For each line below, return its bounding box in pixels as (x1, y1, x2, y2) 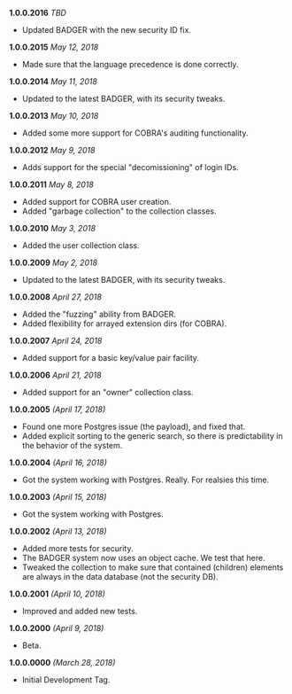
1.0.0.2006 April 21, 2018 (9, 370, 102, 380)
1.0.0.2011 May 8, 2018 (9, 179, 95, 190)
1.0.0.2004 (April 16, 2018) (9, 457, 108, 468)
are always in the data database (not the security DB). (21, 572, 219, 581)
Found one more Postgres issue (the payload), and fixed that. (21, 421, 246, 432)
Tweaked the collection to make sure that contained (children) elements (21, 562, 284, 573)
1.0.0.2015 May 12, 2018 (9, 42, 99, 52)
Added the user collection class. (21, 240, 140, 251)
